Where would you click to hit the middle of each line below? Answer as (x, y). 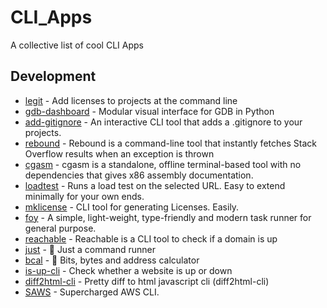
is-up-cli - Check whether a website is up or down (128, 270)
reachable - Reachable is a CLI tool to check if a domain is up (151, 238)
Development (53, 76)
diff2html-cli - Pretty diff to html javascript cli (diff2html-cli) (147, 281)
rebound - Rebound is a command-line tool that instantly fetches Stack (170, 143)
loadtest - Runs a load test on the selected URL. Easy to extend (155, 185)
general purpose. (60, 228)
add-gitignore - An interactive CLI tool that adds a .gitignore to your (163, 122)
